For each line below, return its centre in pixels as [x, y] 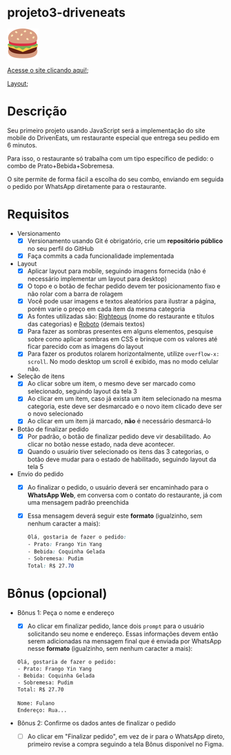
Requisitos [38, 214]
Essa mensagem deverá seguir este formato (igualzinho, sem [115, 516]
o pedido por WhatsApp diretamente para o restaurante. [87, 186]
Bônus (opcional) [57, 594]
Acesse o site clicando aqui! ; [48, 70]
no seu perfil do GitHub [61, 248]
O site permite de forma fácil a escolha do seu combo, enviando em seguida [115, 179]
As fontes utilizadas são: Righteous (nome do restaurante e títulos [121, 316]
